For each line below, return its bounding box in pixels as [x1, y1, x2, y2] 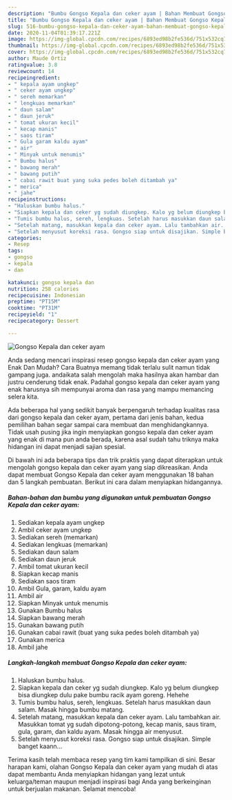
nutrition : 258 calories [8, 286, 79, 292]
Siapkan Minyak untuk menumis [17, 599, 109, 607]
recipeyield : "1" [8, 311, 58, 318]
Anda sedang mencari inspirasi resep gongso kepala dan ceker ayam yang [8, 356, 220, 364]
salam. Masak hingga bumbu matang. [17, 705, 125, 714]
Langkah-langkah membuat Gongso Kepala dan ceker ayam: [8, 659, 187, 667]
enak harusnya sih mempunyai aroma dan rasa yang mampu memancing [8, 385, 214, 393]
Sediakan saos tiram [17, 577, 76, 585]
